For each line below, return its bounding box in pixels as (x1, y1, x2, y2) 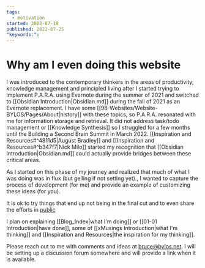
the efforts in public (6, 206, 56, 214)
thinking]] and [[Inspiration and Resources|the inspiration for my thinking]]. (6, 231, 195, 239)
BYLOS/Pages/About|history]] (6, 111, 82, 118)
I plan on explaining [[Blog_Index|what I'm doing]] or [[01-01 (6, 218, 157, 225)
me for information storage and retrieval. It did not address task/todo (6, 117, 179, 125)
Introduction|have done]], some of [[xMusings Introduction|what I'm (6, 225, 178, 232)
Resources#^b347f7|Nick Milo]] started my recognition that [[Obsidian (6, 143, 184, 151)
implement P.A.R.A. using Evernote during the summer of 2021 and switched (6, 91, 199, 99)
